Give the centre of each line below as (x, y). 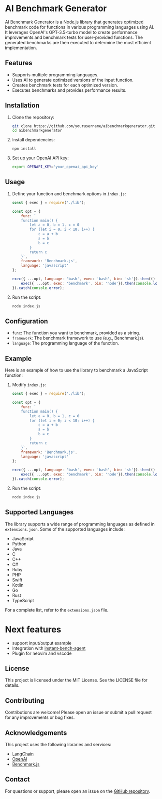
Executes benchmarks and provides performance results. (69, 90)
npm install (24, 149)
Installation (22, 106)
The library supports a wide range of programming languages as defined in (80, 524)
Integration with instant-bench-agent (49, 648)
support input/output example (42, 643)
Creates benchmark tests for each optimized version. (65, 85)
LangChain (23, 754)
